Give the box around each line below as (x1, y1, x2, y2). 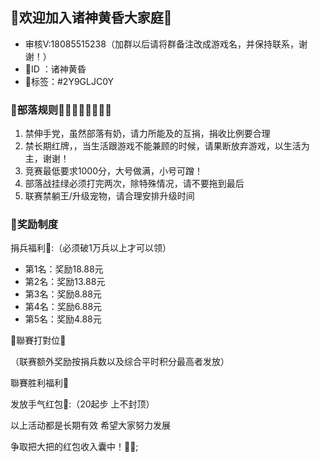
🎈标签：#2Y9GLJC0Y (24, 75, 115, 87)
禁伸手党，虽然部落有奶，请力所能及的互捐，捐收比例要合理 (24, 128, 271, 140)
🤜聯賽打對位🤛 (10, 334, 67, 347)
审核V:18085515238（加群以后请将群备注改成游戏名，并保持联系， (24, 38, 299, 50)
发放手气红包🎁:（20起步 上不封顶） (10, 398, 155, 410)
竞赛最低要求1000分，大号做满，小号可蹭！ (24, 165, 203, 177)
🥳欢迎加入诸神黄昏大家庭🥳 (10, 9, 173, 27)
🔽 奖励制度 (10, 218, 59, 232)
